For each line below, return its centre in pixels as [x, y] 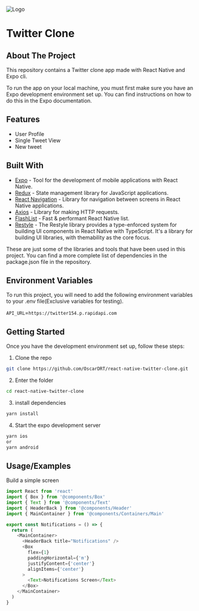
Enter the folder [34, 380]
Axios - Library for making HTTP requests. [67, 212]
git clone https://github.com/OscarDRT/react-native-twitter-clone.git [97, 369]
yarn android [22, 447]
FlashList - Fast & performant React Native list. [72, 218]
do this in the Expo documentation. [49, 101]
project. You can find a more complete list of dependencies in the [87, 255]
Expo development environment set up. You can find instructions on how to [99, 94]
